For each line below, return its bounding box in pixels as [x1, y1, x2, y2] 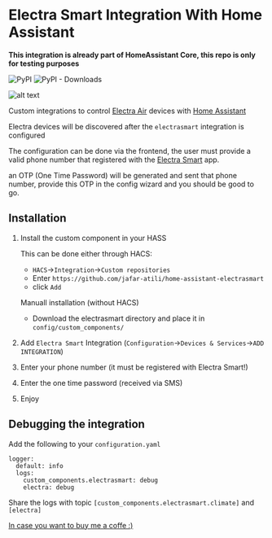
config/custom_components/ [32, 323, 125, 331]
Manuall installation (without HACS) [20, 297, 140, 307]
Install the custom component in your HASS [20, 233, 167, 243]
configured [8, 130, 46, 140]
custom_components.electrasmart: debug [23, 476, 159, 484]
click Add [32, 282, 62, 291]
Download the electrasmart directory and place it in [32, 313, 205, 323]
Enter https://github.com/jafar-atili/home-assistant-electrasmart [32, 273, 265, 282]
